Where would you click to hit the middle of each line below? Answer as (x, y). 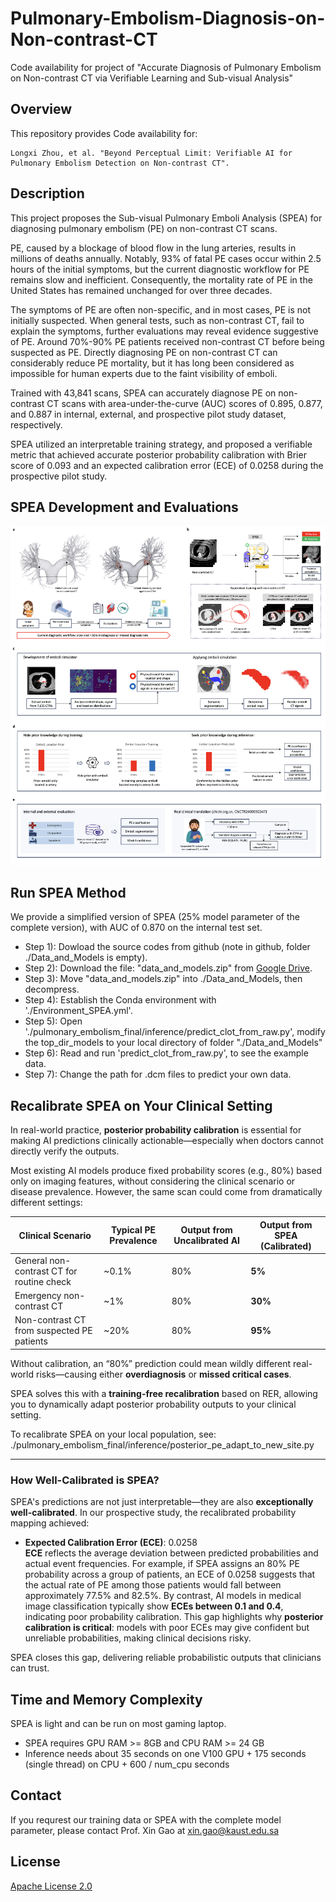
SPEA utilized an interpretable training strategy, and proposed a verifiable (161, 444)
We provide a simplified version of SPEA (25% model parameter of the (155, 917)
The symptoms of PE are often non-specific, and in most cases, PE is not (161, 309)
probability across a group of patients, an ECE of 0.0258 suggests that (170, 1574)
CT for (64, 1271)
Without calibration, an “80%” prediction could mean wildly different (151, 1363)
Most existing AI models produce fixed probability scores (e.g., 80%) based (166, 1171)
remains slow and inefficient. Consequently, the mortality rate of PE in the (161, 279)
